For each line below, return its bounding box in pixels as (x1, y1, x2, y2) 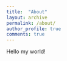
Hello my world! (6, 48, 46, 55)
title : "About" (6, 8, 48, 15)
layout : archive (6, 14, 48, 21)
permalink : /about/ (6, 20, 56, 26)
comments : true (6, 31, 45, 37)
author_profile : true (6, 25, 62, 32)
